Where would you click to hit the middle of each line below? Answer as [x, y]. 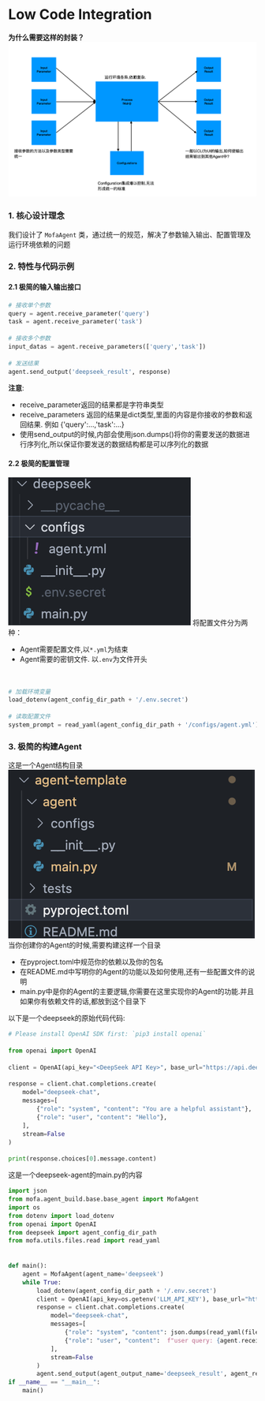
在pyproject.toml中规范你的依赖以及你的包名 [91, 962]
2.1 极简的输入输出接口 [45, 287]
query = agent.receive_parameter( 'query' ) [79, 313]
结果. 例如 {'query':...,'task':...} [75, 424]
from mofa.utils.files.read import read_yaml [84, 1241]
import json [28, 1191]
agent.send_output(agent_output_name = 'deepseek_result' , [132, 1374]
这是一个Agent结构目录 [46, 765]
